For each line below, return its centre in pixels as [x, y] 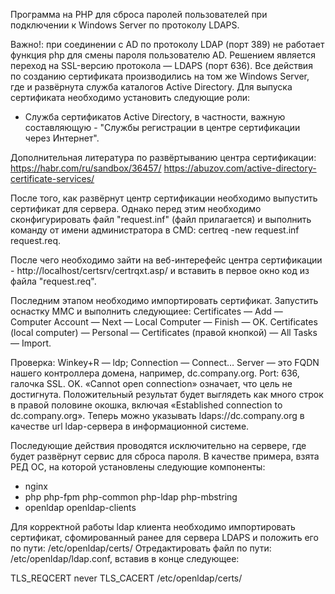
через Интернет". [62, 138]
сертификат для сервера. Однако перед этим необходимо [136, 208]
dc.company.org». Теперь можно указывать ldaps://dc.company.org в [157, 415]
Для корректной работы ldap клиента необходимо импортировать [153, 527]
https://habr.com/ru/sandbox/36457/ [86, 168]
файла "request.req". [53, 281]
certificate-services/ [52, 178]
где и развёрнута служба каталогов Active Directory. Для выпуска [151, 87]
